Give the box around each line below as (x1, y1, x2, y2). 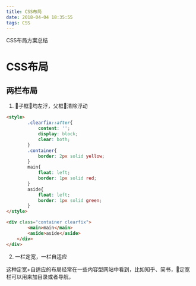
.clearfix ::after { (27, 120, 73, 126)
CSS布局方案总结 (6, 37, 49, 44)
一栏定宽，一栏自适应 (14, 253, 67, 260)
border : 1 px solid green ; (37, 197, 102, 203)
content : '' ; (37, 126, 70, 132)
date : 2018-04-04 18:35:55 (6, 14, 73, 20)
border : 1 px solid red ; (37, 175, 97, 181)
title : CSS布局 (6, 8, 42, 15)
